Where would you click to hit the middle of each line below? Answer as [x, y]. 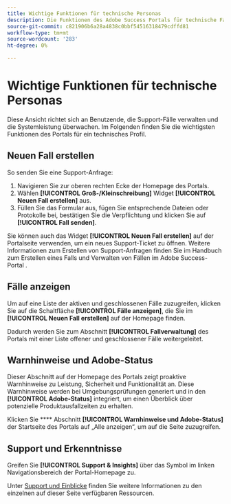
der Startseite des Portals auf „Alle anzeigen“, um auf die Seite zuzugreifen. [114, 427]
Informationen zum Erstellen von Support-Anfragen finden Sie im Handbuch [114, 250]
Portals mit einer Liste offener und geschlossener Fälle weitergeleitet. [106, 339]
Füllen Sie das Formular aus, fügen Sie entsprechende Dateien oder [113, 208]
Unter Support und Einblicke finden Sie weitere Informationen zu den [104, 486]
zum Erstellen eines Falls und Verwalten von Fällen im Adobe [93, 258]
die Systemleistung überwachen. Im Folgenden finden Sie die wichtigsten [111, 127]
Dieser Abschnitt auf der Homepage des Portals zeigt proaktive [97, 377]
